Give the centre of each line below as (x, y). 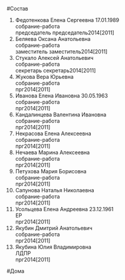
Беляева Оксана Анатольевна (53, 39)
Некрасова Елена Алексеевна (53, 133)
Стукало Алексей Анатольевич (54, 58)
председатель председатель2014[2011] (65, 33)
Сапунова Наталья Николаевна (55, 190)
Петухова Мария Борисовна (51, 171)
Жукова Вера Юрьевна (45, 77)
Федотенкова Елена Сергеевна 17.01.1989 (67, 20)
